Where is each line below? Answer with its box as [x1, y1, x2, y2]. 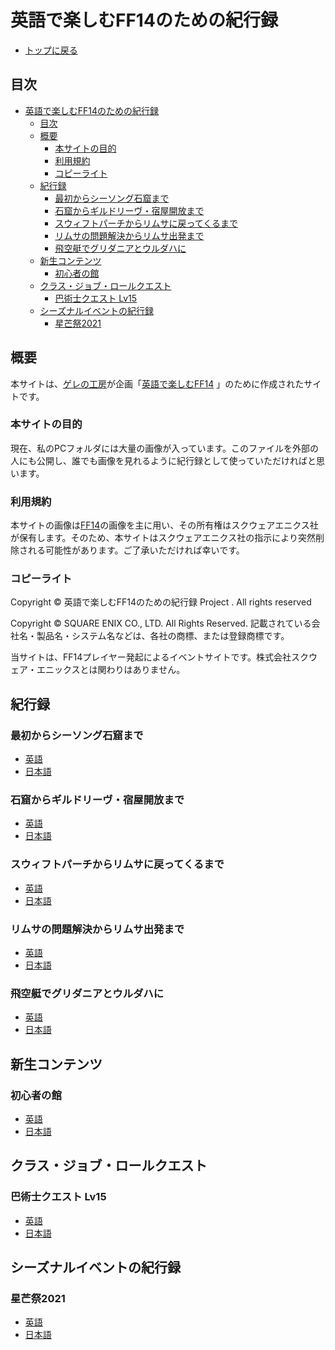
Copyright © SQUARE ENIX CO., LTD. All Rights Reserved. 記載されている [10, 617, 312, 630]
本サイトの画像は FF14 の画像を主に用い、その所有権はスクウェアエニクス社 [10, 519, 319, 531]
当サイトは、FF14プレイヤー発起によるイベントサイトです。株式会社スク [10, 651, 310, 663]
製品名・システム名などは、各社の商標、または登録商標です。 [36, 630, 290, 642]
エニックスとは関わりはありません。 [36, 664, 186, 676]
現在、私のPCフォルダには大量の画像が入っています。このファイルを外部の [10, 442, 320, 454]
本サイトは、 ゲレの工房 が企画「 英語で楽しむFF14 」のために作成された [10, 377, 305, 390]
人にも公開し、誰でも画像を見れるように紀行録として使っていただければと [10, 454, 317, 466]
